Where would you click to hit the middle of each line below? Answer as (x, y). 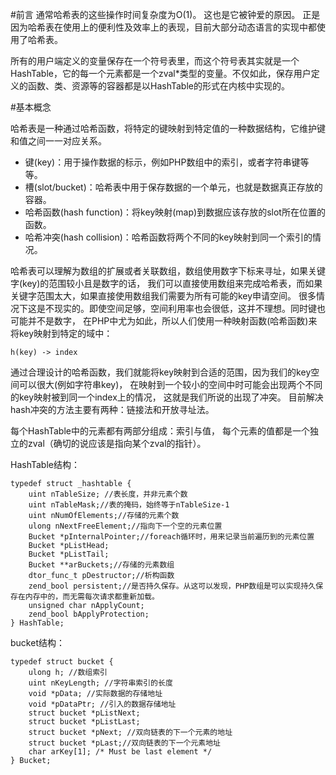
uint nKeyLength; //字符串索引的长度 (100, 683)
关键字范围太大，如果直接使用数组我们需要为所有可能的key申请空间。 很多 (163, 296)
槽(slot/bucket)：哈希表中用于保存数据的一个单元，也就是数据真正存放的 (173, 187)
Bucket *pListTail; (69, 554)
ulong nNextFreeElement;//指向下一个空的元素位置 (125, 526)
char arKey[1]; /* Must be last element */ (120, 752)
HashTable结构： (45, 464)
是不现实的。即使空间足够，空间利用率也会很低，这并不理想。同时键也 (181, 308)
